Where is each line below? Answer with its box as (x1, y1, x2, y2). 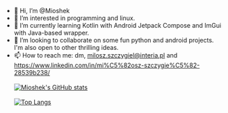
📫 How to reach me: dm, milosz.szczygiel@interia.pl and (13, 51, 178, 59)
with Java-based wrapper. (13, 28, 90, 37)
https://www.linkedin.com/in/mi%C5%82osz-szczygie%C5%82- (13, 61, 200, 69)
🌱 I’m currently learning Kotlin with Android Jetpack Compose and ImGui (13, 21, 222, 29)
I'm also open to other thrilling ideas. (13, 44, 119, 51)
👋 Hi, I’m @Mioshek (13, 7, 70, 15)
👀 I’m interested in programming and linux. (13, 14, 136, 22)
